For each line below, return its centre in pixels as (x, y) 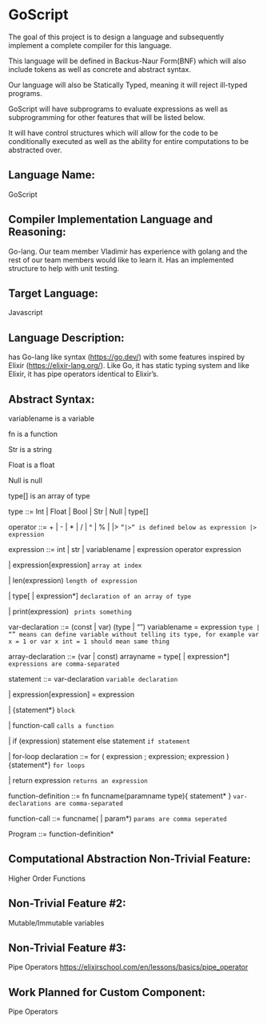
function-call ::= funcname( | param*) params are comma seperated (118, 818)
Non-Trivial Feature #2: (67, 904)
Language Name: (52, 175)
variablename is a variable (51, 418)
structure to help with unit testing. (64, 268)
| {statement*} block (42, 710)
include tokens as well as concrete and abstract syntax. (100, 69)
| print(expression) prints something (70, 611)
